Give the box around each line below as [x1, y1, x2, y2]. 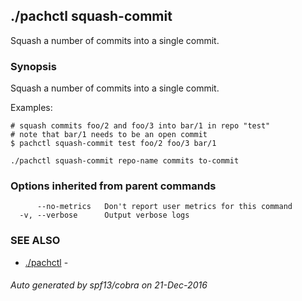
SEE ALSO [10, 234, 61, 248]
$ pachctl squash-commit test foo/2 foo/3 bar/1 [10, 139, 217, 149]
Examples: [10, 102, 53, 114]
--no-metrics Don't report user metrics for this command [36, 202, 293, 212]
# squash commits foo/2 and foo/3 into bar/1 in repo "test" [10, 121, 271, 131]
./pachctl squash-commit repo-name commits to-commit [10, 156, 240, 166]
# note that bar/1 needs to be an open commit [10, 130, 208, 140]
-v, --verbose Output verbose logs [19, 210, 190, 221]
